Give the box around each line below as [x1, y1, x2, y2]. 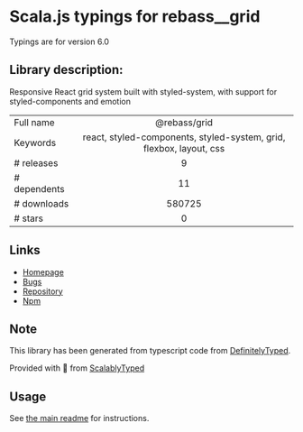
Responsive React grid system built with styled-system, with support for [9, 86, 278, 97]
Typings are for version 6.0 [9, 36, 110, 47]
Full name [14, 115, 56, 128]
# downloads [14, 197, 69, 209]
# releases [14, 156, 59, 169]
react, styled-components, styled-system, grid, [82, 131, 286, 143]
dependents [14, 182, 65, 195]
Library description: [9, 62, 124, 78]
